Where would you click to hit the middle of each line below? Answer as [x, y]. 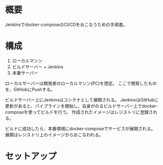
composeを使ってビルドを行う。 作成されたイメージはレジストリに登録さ [79, 112]
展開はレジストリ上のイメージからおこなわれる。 [54, 135]
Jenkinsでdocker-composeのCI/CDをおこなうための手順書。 [66, 24]
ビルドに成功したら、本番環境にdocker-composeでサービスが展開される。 [80, 128]
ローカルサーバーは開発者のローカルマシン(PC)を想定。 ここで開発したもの [81, 83]
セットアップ [31, 156]
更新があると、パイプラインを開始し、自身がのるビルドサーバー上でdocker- [81, 106]
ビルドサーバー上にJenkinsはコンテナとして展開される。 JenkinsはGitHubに [82, 100]
